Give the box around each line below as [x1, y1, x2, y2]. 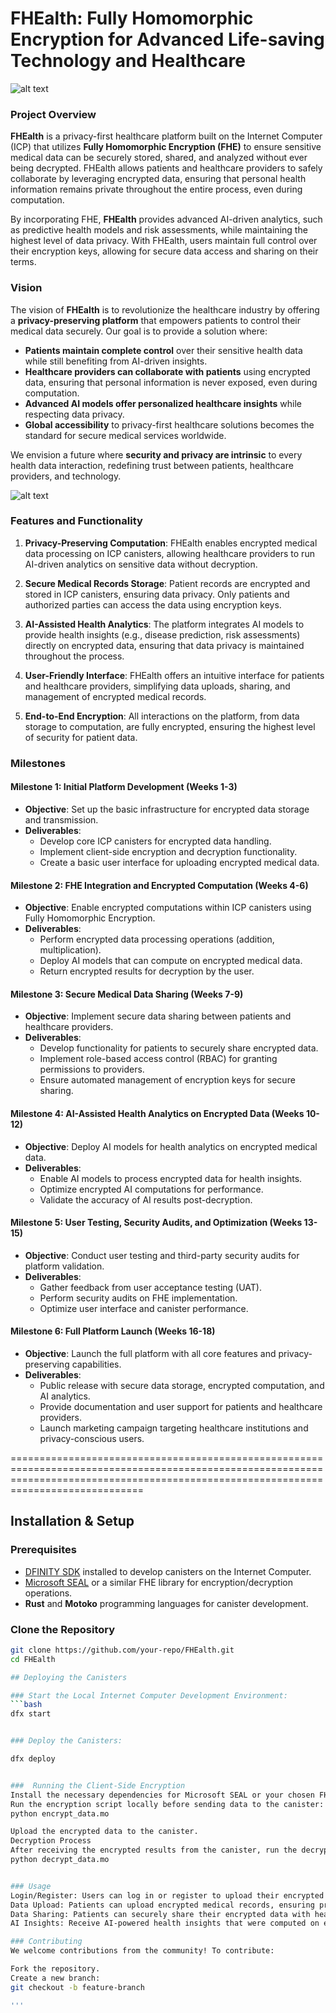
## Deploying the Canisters [10, 1672, 128, 1682]
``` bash [10, 1700, 43, 1710]
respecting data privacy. [24, 408, 125, 420]
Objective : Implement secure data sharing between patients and [24, 1010, 292, 1022]
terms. [10, 256, 37, 268]
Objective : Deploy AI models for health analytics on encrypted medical [24, 1140, 318, 1152]
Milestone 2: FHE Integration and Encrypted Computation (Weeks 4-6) [10, 879, 309, 891]
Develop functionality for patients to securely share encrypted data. [39, 1042, 319, 1054]
